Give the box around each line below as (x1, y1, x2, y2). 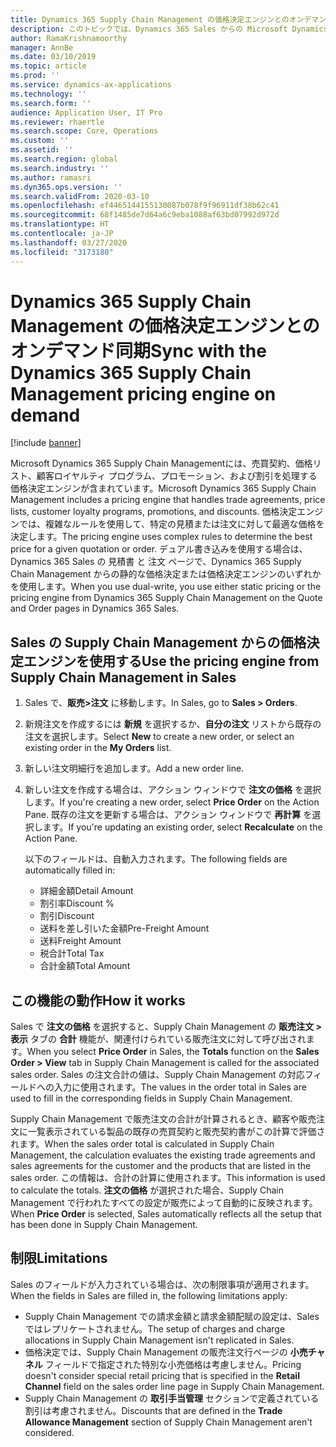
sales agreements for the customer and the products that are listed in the (10, 1160, 312, 1172)
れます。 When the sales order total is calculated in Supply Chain (10, 1138, 275, 1150)
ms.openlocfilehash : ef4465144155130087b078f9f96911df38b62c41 (10, 201, 280, 211)
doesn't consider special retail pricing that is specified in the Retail (24, 1369, 300, 1381)
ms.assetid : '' (10, 145, 74, 155)
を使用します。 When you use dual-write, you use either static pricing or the (10, 581, 322, 593)
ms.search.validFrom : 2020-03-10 (10, 191, 150, 201)
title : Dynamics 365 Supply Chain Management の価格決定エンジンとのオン (10, 14, 305, 25)
